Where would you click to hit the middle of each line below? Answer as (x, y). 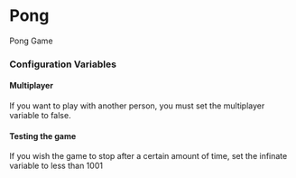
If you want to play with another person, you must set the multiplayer (137, 106)
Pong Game (31, 41)
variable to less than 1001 (56, 166)
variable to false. (40, 116)
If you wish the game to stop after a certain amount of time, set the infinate (148, 156)
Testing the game (43, 136)
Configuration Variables (63, 64)
